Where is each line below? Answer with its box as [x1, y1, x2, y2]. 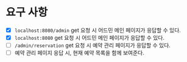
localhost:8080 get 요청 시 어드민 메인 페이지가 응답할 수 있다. [14, 34, 165, 41]
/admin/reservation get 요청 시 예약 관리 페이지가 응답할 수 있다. [14, 42, 171, 49]
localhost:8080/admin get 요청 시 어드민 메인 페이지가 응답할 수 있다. [14, 26, 181, 34]
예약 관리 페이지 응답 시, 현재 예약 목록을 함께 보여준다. [14, 49, 144, 57]
